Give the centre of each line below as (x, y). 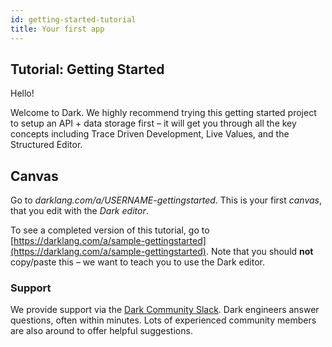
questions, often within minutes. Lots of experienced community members (163, 320)
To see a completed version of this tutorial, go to (110, 230)
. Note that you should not (259, 252)
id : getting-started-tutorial (73, 19)
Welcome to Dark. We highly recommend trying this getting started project (163, 113)
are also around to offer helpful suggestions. (101, 331)
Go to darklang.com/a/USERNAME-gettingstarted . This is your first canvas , (166, 200)
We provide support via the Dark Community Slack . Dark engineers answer (165, 310)
